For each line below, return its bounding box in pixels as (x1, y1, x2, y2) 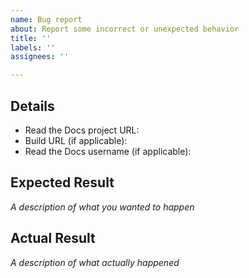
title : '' (10, 33, 52, 43)
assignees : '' (10, 52, 70, 62)
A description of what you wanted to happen (10, 201, 195, 213)
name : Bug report (10, 14, 83, 25)
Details (10, 97, 55, 115)
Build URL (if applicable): (24, 134, 128, 146)
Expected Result (10, 174, 115, 191)
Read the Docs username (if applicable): (24, 145, 192, 157)
